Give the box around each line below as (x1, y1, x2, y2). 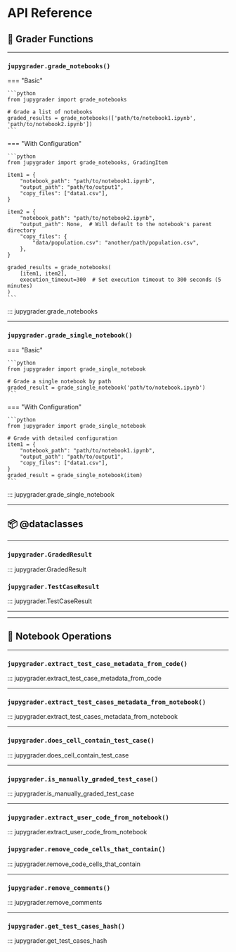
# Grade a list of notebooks (7, 109, 93, 116)
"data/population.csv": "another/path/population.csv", (32, 240, 199, 247)
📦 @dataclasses (7, 518, 84, 530)
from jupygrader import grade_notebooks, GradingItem (7, 159, 169, 166)
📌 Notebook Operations (7, 631, 112, 643)
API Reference (7, 5, 93, 21)
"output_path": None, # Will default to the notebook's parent (20, 221, 212, 228)
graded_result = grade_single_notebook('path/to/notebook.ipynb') (7, 384, 206, 391)
